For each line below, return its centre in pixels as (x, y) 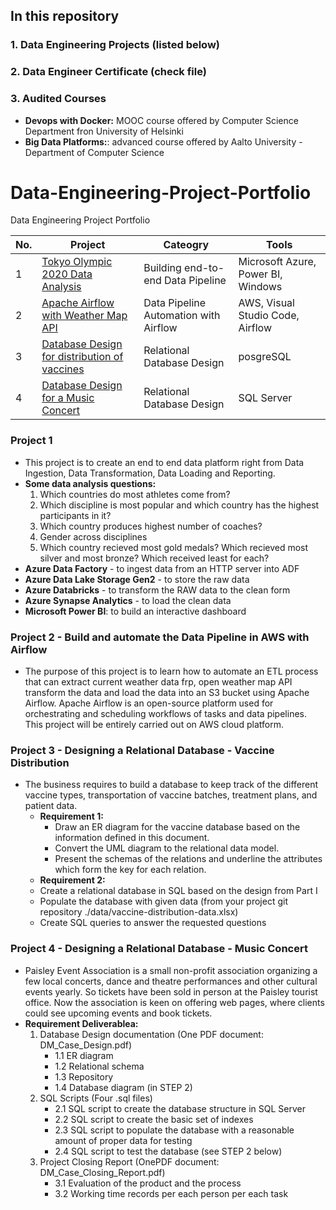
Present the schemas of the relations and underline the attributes (188, 859)
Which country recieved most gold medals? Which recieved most (174, 547)
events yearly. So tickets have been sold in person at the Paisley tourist (171, 991)
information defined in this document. (132, 838)
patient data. (51, 806)
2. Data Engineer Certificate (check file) (108, 72)
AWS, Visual (266, 303)
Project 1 (31, 441)
